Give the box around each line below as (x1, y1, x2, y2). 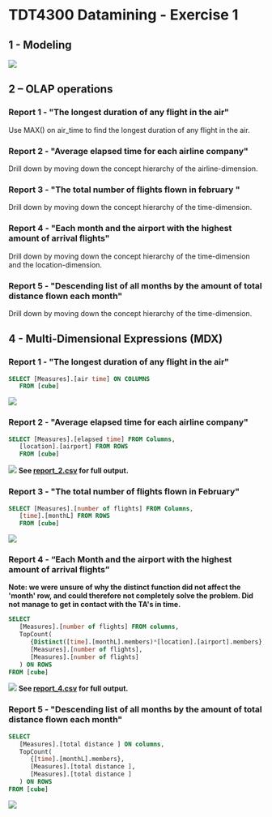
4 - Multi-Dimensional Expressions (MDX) (8, 332, 223, 346)
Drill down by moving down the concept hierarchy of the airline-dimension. (8, 164, 258, 173)
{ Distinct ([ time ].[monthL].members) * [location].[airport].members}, (29, 638, 266, 646)
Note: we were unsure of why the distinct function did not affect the (8, 582, 241, 592)
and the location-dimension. (8, 259, 103, 269)
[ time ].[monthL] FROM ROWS (19, 512, 111, 520)
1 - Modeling (8, 38, 72, 52)
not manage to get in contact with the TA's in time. (8, 600, 181, 610)
